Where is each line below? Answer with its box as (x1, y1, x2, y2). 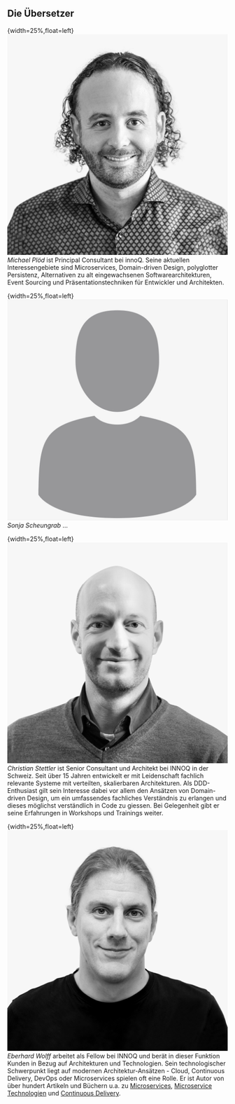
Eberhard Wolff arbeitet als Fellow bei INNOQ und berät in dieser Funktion (7, 1051, 220, 1060)
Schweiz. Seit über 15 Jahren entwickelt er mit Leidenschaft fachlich (7, 771, 204, 780)
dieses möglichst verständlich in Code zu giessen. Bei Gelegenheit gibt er (7, 801, 220, 810)
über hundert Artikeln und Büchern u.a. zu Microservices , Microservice (7, 1081, 213, 1090)
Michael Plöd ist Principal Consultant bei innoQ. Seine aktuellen (7, 256, 190, 264)
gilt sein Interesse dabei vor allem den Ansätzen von (38, 786, 190, 794)
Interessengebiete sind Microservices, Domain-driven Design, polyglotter (7, 263, 219, 271)
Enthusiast (7, 786, 38, 794)
